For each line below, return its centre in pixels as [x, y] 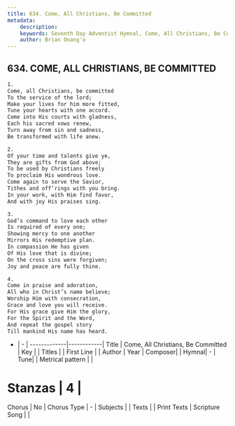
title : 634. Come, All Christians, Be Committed [79, 14]
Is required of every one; [47, 227]
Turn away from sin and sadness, [56, 131]
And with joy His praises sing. [54, 201]
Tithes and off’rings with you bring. [64, 189]
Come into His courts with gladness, [62, 117]
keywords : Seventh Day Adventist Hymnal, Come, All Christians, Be [120, 33]
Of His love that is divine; [50, 253]
